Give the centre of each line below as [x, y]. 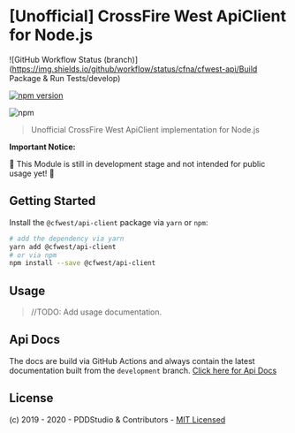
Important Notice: [43, 147]
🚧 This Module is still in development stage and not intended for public [137, 163]
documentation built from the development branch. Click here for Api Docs [143, 370]
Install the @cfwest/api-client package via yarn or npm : [109, 222]
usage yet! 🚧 [32, 173]
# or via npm [33, 255]
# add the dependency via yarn [67, 239]
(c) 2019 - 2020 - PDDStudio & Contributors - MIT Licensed [117, 419]
